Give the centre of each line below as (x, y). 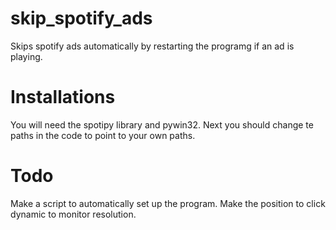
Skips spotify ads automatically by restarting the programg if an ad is (152, 46)
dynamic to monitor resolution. (73, 214)
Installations (63, 97)
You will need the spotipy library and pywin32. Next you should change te (162, 124)
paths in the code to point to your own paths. (103, 135)
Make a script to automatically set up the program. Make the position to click (168, 203)
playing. (26, 56)
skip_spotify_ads (81, 18)
